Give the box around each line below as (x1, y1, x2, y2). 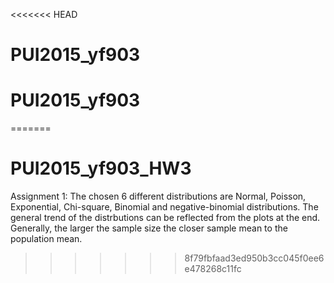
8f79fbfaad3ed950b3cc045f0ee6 (184, 252, 325, 264)
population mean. (10, 233, 83, 245)
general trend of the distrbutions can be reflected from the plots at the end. (10, 212, 321, 224)
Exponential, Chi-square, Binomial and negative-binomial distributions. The (10, 201, 319, 213)
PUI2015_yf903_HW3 (10, 157, 192, 180)
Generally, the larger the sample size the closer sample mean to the (10, 222, 288, 234)
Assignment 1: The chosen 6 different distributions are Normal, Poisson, (10, 190, 307, 203)
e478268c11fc (184, 263, 242, 275)
